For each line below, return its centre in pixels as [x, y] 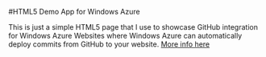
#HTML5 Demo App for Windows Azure [74, 12]
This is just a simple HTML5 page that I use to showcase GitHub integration [133, 27]
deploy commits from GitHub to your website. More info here [109, 44]
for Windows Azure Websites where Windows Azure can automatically [125, 36]
